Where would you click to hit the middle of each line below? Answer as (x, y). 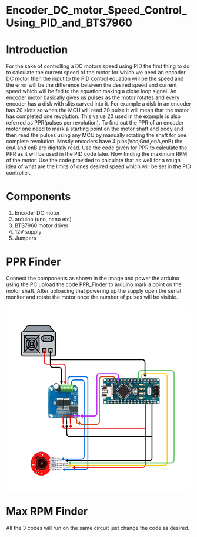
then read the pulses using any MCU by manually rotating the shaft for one (96, 135)
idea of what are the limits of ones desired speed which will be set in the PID (98, 166)
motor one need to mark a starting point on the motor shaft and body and (95, 129)
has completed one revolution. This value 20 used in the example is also (94, 116)
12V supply (28, 232)
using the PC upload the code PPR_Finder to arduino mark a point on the (94, 284)
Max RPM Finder (47, 512)
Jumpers (25, 238)
